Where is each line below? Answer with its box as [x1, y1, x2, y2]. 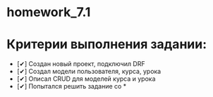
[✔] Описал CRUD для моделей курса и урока [16, 75, 156, 83]
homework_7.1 [6, 4, 91, 20]
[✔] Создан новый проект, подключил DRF [16, 60, 145, 68]
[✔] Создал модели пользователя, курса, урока [16, 67, 162, 76]
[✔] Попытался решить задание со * [16, 82, 127, 91]
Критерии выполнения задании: [6, 37, 207, 53]
